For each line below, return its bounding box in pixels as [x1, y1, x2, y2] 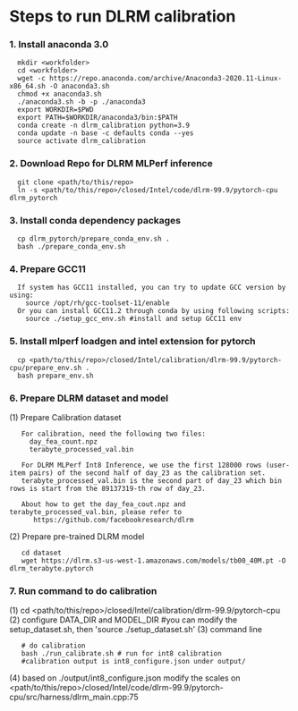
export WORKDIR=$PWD [17, 106, 94, 114]
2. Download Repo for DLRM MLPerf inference [9, 157, 213, 170]
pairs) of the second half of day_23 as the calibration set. [29, 468, 267, 478]
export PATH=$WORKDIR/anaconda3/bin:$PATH [17, 114, 178, 123]
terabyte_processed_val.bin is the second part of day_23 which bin [21, 476, 282, 485]
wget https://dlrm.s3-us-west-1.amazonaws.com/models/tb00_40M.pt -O [21, 556, 286, 565]
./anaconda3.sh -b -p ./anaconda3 [17, 97, 146, 106]
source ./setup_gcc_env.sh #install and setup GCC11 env [25, 315, 243, 324]
